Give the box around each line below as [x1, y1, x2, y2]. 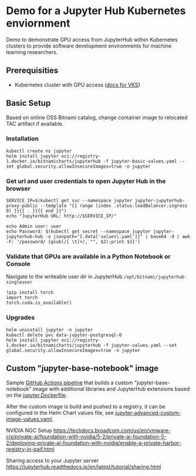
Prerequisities [6, 66, 59, 76]
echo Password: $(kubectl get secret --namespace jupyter [6, 229, 151, 234]
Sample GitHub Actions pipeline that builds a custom [6, 379, 133, 386]
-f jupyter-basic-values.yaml [103, 158, 177, 164]
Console [6, 260, 31, 268]
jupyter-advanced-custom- [115, 409, 181, 416]
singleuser [6, 279, 33, 286]
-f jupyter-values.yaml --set [103, 342, 177, 348]
